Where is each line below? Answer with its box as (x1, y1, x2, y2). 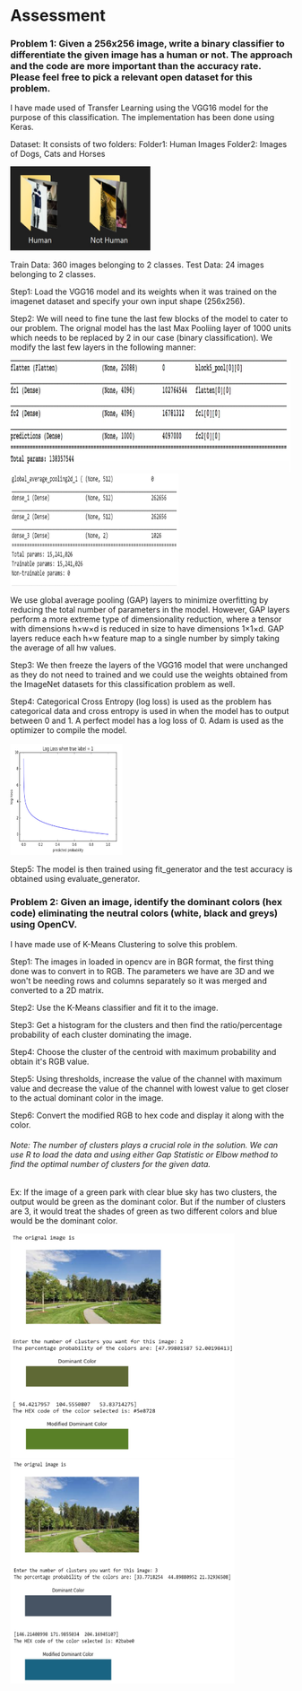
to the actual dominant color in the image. (10, 1092, 164, 1103)
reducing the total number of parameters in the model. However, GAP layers (10, 605, 290, 615)
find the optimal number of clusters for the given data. (10, 1159, 211, 1170)
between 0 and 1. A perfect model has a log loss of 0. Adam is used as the (10, 715, 284, 727)
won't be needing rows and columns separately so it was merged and (10, 975, 267, 986)
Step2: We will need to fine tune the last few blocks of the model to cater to (10, 313, 289, 324)
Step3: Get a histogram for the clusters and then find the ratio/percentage (10, 1019, 283, 1030)
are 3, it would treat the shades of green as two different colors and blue (10, 1206, 278, 1216)
